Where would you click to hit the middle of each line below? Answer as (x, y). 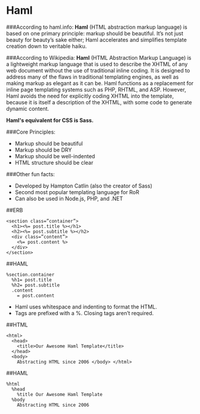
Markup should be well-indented (55, 156)
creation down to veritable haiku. (47, 46)
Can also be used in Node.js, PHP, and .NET (69, 198)
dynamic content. (28, 108)
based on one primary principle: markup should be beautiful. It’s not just (95, 33)
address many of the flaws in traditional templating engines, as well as (93, 77)
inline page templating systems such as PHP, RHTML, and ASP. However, (96, 89)
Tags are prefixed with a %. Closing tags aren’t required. (84, 313)
